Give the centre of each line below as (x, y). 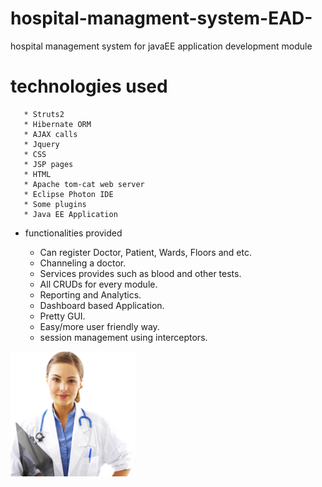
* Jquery (41, 144)
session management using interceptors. (123, 337)
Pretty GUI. (62, 316)
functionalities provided (73, 233)
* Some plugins (55, 204)
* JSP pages (48, 164)
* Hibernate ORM (57, 124)
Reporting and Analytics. (90, 294)
